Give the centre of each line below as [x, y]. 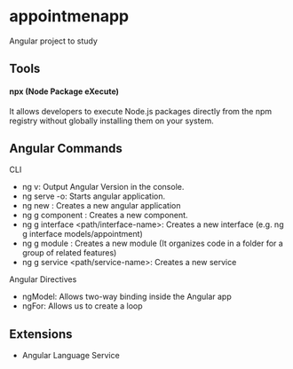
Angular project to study [53, 41]
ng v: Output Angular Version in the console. [103, 187]
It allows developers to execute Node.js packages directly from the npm [141, 111]
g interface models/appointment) [83, 234]
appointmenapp [69, 16]
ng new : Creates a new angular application [101, 206]
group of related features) [69, 253]
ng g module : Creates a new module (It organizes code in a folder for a [153, 243]
